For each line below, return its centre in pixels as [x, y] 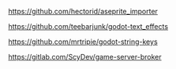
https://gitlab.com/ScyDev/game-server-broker [85, 57]
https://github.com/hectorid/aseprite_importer [83, 11]
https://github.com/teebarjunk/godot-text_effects [88, 26]
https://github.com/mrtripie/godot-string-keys [83, 42]
